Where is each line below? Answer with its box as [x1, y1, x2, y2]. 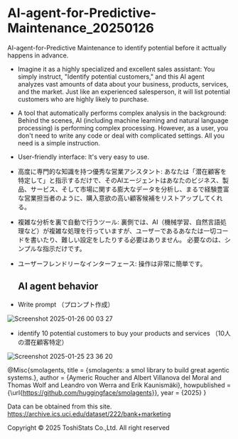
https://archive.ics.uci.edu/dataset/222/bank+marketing [7, 409, 171, 418]
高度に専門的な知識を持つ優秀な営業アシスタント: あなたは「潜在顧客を [17, 167, 227, 175]
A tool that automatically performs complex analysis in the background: [17, 109, 227, 117]
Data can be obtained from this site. [7, 402, 112, 411]
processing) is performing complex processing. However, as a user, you [17, 123, 229, 132]
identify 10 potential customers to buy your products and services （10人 [17, 328, 231, 338]
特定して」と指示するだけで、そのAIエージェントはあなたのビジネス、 [17, 176, 222, 184]
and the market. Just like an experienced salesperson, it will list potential [17, 87, 231, 96]
